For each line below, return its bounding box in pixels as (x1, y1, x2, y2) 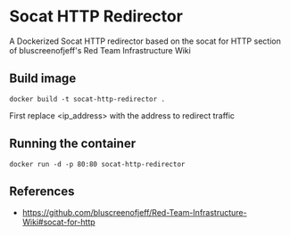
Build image (9, 71, 77, 86)
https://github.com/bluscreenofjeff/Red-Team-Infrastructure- (21, 208, 247, 218)
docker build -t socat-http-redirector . (9, 94, 166, 103)
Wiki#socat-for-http (21, 216, 95, 228)
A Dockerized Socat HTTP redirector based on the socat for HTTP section (9, 36, 281, 46)
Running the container (9, 136, 137, 151)
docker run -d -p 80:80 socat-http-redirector (9, 159, 186, 168)
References (9, 183, 75, 199)
